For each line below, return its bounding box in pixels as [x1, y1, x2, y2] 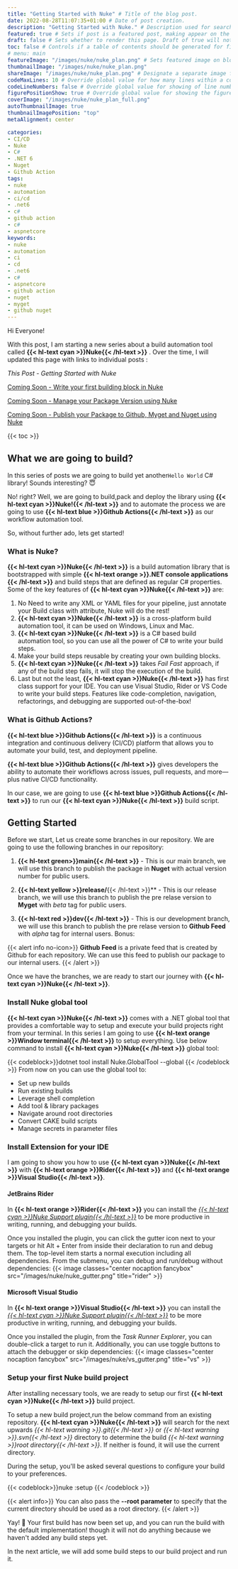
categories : [7, 129, 42, 136]
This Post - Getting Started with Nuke [7, 369, 117, 378]
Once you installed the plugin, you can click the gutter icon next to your [7, 1234, 216, 1242]
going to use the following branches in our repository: [7, 843, 164, 852]
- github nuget [7, 307, 52, 315]
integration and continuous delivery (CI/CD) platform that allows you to [7, 738, 214, 747]
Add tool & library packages [17, 1101, 99, 1110]
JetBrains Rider [7, 1189, 55, 1198]
